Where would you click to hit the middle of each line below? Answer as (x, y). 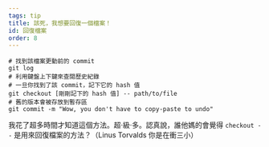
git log (21, 69)
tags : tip (25, 16)
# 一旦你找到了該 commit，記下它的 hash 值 (74, 85)
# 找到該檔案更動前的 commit (51, 62)
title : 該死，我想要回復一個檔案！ (60, 23)
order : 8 (23, 38)
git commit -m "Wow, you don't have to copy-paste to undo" (111, 109)
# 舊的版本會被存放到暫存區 (48, 102)
